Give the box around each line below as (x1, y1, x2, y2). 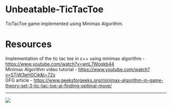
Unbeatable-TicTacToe (5, 4, 104, 15)
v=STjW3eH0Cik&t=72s (5, 72, 55, 78)
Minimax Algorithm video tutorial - (5, 66, 77, 72)
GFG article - (5, 77, 33, 83)
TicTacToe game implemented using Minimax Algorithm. (5, 20, 124, 27)
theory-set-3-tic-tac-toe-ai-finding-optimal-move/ (5, 82, 112, 89)
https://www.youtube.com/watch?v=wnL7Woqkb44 (5, 60, 115, 67)
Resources (5, 38, 52, 50)
